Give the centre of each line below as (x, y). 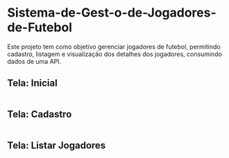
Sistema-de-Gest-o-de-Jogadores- (112, 13)
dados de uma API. (34, 61)
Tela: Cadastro (40, 115)
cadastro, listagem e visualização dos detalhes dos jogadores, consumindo (114, 54)
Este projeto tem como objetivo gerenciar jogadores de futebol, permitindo (114, 46)
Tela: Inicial (32, 84)
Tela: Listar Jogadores (57, 145)
